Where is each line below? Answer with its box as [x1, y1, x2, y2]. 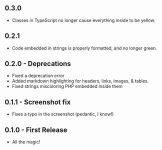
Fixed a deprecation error [11, 72, 64, 79]
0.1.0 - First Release [4, 125, 67, 134]
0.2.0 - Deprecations [4, 59, 71, 68]
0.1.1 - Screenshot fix [4, 97, 71, 106]
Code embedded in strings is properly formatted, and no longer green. [11, 45, 157, 51]
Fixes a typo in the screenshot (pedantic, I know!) [11, 111, 114, 117]
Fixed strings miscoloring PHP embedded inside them [11, 83, 123, 89]
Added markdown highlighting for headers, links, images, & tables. [11, 78, 149, 84]
